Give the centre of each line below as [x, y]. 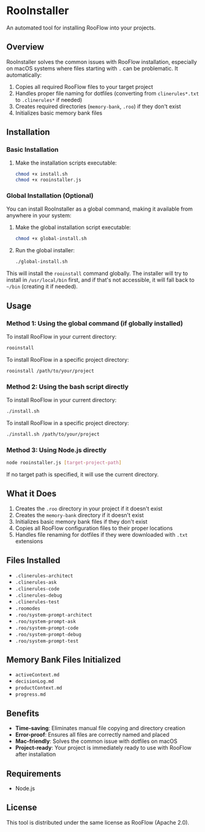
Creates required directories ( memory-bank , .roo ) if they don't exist [98, 106]
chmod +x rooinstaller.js [48, 180]
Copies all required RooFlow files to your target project [84, 87]
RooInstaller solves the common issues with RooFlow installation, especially [102, 61]
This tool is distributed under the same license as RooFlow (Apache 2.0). [98, 822]
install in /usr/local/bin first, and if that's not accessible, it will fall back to [100, 280]
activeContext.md [37, 675]
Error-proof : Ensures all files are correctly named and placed [92, 735]
